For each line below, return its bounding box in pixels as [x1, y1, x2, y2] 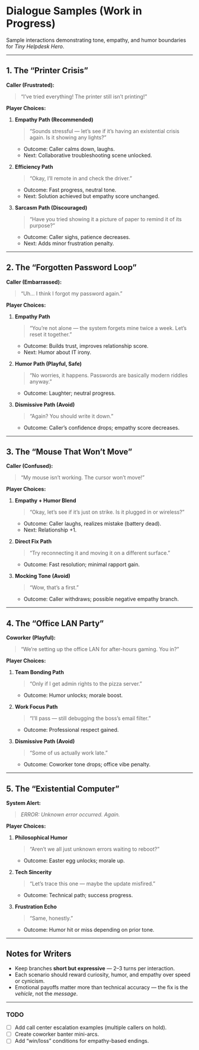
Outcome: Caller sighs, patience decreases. [23, 233, 131, 240]
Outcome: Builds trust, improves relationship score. [23, 342, 149, 349]
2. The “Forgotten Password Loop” [6, 263, 137, 273]
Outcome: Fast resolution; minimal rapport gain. [23, 561, 140, 568]
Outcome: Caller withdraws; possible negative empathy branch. [23, 596, 179, 603]
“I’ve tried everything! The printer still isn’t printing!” [20, 93, 147, 100]
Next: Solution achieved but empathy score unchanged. [23, 192, 160, 200]
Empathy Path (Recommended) [14, 116, 94, 123]
